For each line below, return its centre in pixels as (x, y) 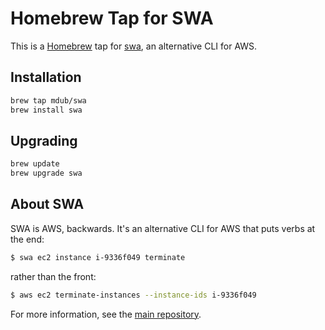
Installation (46, 77)
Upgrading (44, 140)
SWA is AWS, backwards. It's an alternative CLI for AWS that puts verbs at (163, 228)
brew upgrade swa (46, 173)
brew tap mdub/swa (48, 100)
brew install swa (46, 110)
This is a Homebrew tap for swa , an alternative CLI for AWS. (134, 46)
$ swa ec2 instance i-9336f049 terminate (98, 257)
